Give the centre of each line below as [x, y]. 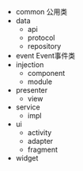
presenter [32, 90]
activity [40, 133]
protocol [41, 38]
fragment [42, 149]
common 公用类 [41, 12]
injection [30, 65]
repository [44, 46]
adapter [40, 141]
